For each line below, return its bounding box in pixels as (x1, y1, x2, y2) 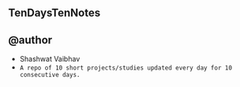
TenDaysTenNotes (8, 6, 101, 20)
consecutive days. (19, 71, 81, 79)
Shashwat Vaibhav (19, 55, 81, 64)
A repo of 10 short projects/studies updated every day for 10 (19, 64, 233, 72)
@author (8, 33, 53, 47)
